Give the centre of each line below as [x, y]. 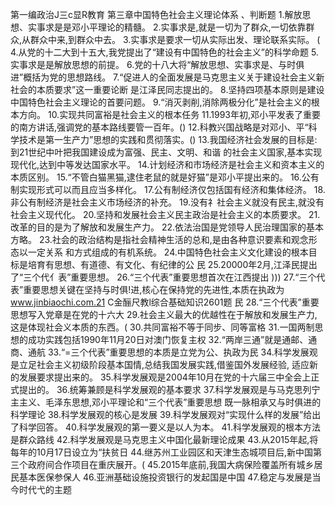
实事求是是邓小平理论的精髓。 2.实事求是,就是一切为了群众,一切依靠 [167, 27]
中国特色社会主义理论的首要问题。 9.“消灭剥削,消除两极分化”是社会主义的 [161, 102]
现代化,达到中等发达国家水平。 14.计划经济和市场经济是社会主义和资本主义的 [167, 164]
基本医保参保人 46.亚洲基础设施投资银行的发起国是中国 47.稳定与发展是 [165, 477]
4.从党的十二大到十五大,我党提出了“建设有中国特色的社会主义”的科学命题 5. [164, 52]
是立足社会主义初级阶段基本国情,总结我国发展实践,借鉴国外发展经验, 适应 [160, 364]
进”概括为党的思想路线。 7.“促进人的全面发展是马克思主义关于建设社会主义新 [167, 77]
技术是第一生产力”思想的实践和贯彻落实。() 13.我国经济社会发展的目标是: [168, 139]
